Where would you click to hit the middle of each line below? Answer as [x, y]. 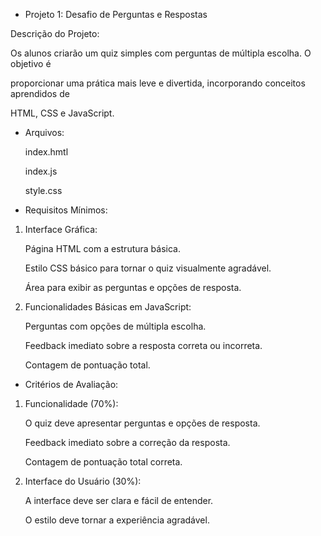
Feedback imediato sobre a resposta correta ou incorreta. [143, 345]
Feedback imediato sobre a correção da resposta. [127, 442]
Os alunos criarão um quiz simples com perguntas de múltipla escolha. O [161, 53]
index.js [41, 171]
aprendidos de [40, 93]
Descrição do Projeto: [55, 33]
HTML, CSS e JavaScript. [62, 113]
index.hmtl [46, 152]
